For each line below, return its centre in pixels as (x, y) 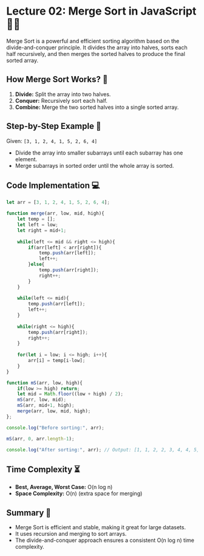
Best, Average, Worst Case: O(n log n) (64, 487)
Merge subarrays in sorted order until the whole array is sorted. (94, 165)
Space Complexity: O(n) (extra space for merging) (79, 493)
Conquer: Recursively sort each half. (61, 100)
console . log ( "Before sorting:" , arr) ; (55, 428)
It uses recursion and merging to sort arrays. (71, 534)
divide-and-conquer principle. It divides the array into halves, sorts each (97, 47)
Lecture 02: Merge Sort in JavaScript (101, 11)
